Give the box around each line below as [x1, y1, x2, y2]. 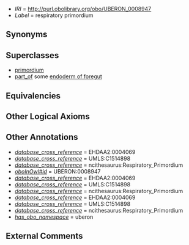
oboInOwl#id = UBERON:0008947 [14, 167, 101, 175]
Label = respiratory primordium [14, 12, 94, 19]
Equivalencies [6, 90, 61, 101]
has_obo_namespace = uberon [14, 213, 94, 221]
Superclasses [6, 50, 59, 60]
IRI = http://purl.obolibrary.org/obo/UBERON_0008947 [14, 5, 152, 12]
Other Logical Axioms [6, 111, 90, 122]
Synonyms [6, 29, 48, 40]
